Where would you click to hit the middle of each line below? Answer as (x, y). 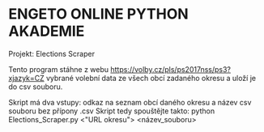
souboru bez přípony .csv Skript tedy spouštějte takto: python (112, 111)
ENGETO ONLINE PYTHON (98, 14)
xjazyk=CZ (26, 78)
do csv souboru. (36, 87)
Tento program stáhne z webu (59, 69)
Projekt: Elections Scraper (52, 53)
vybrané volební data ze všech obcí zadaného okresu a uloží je (151, 78)
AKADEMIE (47, 31)
